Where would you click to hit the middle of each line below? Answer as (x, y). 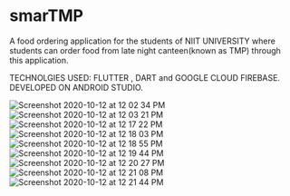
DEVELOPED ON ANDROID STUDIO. (76, 87)
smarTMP (47, 16)
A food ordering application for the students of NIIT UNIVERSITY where (143, 41)
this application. (39, 60)
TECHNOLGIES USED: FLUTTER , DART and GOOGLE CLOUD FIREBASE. (145, 77)
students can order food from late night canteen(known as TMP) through (145, 50)
